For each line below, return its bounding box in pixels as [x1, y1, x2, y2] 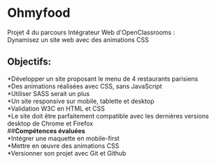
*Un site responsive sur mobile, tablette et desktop [7, 97, 154, 105]
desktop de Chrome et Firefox [7, 119, 94, 128]
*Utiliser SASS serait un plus [7, 89, 90, 97]
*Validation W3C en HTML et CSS [7, 104, 105, 113]
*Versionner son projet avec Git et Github [7, 149, 127, 157]
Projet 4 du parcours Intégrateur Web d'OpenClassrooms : [7, 28, 175, 36]
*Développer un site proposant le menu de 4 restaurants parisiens [7, 74, 199, 83]
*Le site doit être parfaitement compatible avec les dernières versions [7, 111, 210, 120]
